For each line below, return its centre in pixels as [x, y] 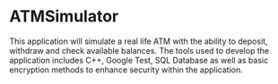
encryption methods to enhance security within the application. [126, 70]
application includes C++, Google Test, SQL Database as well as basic [139, 60]
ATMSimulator [64, 17]
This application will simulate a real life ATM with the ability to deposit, [139, 41]
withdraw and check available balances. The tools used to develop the [139, 50]
